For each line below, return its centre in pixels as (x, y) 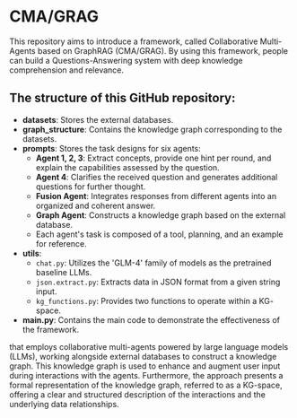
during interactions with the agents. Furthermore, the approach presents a (146, 375)
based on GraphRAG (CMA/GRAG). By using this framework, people (163, 50)
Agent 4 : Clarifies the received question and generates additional (157, 177)
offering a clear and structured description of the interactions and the (138, 394)
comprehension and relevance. (66, 70)
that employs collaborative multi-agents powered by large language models (149, 346)
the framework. (51, 329)
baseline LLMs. (64, 272)
